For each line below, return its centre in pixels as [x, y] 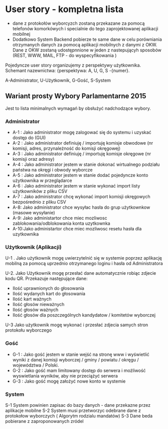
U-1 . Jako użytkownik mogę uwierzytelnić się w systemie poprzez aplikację [83, 258]
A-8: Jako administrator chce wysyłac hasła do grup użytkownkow [81, 207]
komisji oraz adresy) [33, 159]
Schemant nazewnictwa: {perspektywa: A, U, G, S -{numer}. [67, 70]
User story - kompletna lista [64, 9]
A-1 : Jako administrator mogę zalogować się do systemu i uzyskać [82, 133]
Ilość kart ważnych [32, 299]
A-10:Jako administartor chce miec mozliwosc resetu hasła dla [77, 229]
